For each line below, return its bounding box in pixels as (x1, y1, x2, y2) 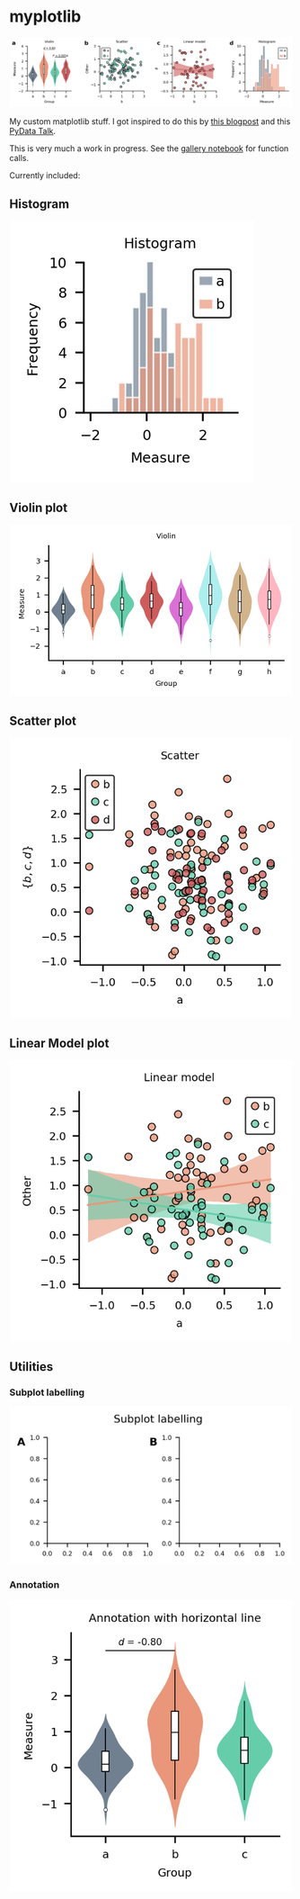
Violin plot (9, 499, 68, 515)
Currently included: (9, 170, 81, 181)
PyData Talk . (9, 126, 57, 137)
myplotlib (9, 6, 82, 27)
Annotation (9, 1579, 60, 1591)
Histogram (9, 196, 70, 211)
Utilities (9, 1359, 54, 1374)
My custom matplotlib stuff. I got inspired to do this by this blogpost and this (9, 116, 291, 127)
